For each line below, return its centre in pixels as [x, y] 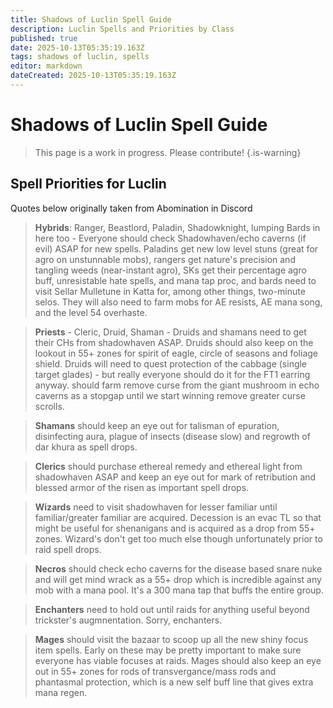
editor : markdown [46, 66]
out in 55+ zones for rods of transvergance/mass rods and [155, 671]
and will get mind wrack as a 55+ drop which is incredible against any [178, 579]
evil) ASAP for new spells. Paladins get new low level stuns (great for [176, 248]
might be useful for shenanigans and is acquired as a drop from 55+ [175, 528]
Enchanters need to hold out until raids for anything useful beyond [172, 609]
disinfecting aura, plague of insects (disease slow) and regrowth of [172, 436]
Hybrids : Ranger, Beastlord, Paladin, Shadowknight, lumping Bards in [177, 227]
